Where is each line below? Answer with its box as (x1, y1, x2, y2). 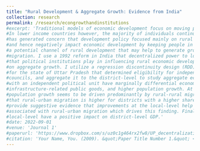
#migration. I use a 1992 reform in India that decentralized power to (6, 53, 187, 59)
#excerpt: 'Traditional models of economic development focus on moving (6, 25, 190, 32)
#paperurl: (6, 130, 33, 137)
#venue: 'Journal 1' (6, 125, 58, 131)
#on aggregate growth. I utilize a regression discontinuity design (6, 64, 180, 70)
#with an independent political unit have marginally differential (6, 81, 177, 87)
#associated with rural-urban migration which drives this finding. (6, 108, 180, 114)
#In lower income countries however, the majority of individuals (6, 31, 174, 37)
